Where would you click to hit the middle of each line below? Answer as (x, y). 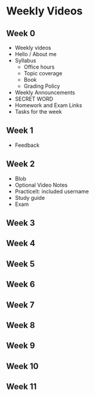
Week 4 (21, 243)
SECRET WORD (34, 99)
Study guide (30, 197)
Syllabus (25, 60)
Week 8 (21, 325)
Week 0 (21, 33)
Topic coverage (43, 73)
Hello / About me (36, 54)
